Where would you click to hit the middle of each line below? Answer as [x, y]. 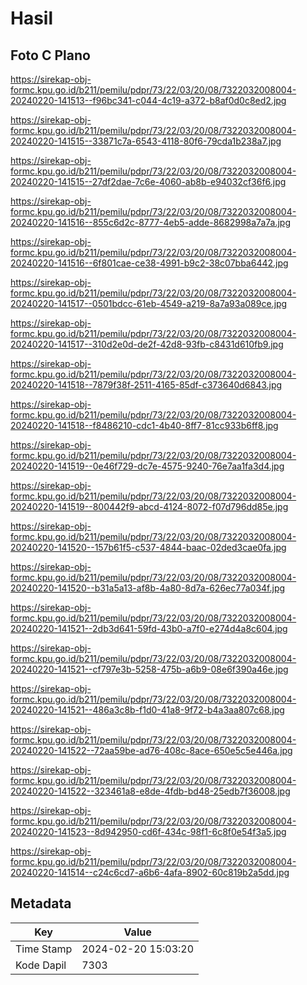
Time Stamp [44, 949]
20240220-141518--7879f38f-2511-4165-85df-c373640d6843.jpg [146, 385]
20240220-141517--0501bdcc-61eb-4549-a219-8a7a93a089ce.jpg [149, 303]
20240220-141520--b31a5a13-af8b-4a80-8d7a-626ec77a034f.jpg [148, 588]
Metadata [41, 903]
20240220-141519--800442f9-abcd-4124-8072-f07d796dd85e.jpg [149, 506]
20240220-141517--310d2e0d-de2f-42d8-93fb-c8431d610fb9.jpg [147, 344]
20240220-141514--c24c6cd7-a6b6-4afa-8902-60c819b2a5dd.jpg [150, 872]
